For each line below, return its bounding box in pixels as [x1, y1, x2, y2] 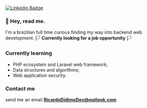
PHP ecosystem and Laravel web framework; [12, 61, 108, 68]
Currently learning [5, 50, 52, 57]
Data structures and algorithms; [12, 67, 80, 73]
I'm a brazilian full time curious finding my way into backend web [5, 29, 142, 35]
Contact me [5, 85, 35, 92]
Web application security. [12, 72, 67, 78]
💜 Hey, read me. [5, 17, 46, 25]
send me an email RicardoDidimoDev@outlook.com [5, 96, 117, 102]
